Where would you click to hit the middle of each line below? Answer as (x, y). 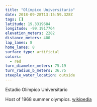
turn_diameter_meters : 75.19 (36, 66)
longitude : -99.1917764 (30, 29)
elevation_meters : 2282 (30, 33)
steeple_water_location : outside (40, 75)
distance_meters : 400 (28, 38)
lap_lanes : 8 (19, 43)
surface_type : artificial (32, 52)
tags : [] (14, 19)
